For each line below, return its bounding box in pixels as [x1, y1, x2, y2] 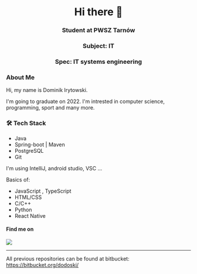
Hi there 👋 [74, 5, 123, 19]
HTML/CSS [14, 193, 42, 201]
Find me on [6, 225, 34, 233]
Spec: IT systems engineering [55, 57, 142, 66]
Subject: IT [83, 42, 114, 50]
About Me [6, 73, 35, 81]
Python [14, 206, 32, 213]
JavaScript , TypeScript [14, 187, 72, 194]
